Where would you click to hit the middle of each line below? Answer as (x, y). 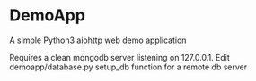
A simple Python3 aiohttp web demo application (98, 40)
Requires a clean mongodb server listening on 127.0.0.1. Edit (120, 57)
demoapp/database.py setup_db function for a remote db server (128, 67)
